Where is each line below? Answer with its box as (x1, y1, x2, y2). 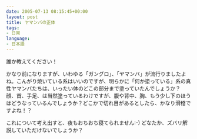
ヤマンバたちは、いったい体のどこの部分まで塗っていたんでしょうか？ (11, 85, 181, 92)
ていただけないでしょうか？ (16, 126, 84, 133)
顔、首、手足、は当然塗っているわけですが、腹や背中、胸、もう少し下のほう (6, 92, 191, 99)
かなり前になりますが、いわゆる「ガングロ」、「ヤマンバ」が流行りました (6, 70, 181, 77)
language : (6, 36, 31, 41)
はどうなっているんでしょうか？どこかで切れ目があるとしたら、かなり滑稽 (6, 99, 186, 106)
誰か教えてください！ (6, 58, 58, 65)
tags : (6, 25, 19, 31)
